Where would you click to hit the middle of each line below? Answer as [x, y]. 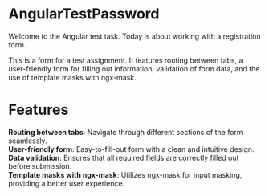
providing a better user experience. [67, 183]
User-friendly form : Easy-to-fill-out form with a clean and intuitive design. [131, 149]
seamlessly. [28, 141]
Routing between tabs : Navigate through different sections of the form [126, 132]
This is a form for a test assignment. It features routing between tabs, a [126, 60]
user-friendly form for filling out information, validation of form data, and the [134, 68]
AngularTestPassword [84, 14]
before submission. [40, 166]
